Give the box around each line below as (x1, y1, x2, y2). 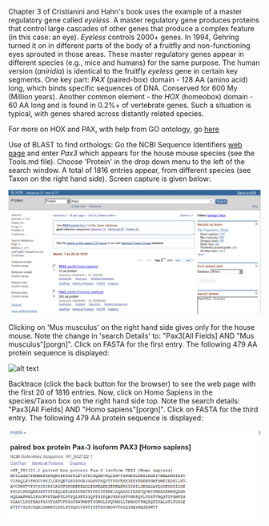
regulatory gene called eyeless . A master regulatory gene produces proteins (8, 15, 260, 25)
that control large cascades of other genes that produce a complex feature (8, 24, 255, 33)
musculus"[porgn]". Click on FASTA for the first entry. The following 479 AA (8, 339, 258, 349)
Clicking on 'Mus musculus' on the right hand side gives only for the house (8, 322, 255, 331)
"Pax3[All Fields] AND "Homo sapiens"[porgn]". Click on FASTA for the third (8, 404, 259, 414)
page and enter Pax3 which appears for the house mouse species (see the (8, 148, 255, 158)
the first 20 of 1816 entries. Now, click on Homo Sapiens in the (8, 387, 214, 397)
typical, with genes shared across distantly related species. (8, 109, 204, 118)
